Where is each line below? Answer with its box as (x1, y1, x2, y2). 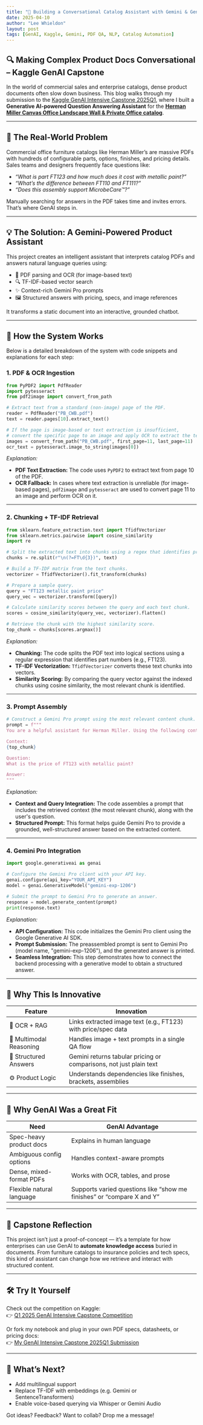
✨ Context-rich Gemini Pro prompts (14, 286, 104, 294)
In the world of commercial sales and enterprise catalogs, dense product (6, 83, 187, 90)
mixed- (30, 1168, 53, 1176)
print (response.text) (6, 905, 61, 911)
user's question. (14, 813, 56, 820)
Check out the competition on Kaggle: (6, 1304, 101, 1312)
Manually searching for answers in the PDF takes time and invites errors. (6, 198, 187, 205)
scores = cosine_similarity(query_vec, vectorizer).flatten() (6, 610, 166, 616)
